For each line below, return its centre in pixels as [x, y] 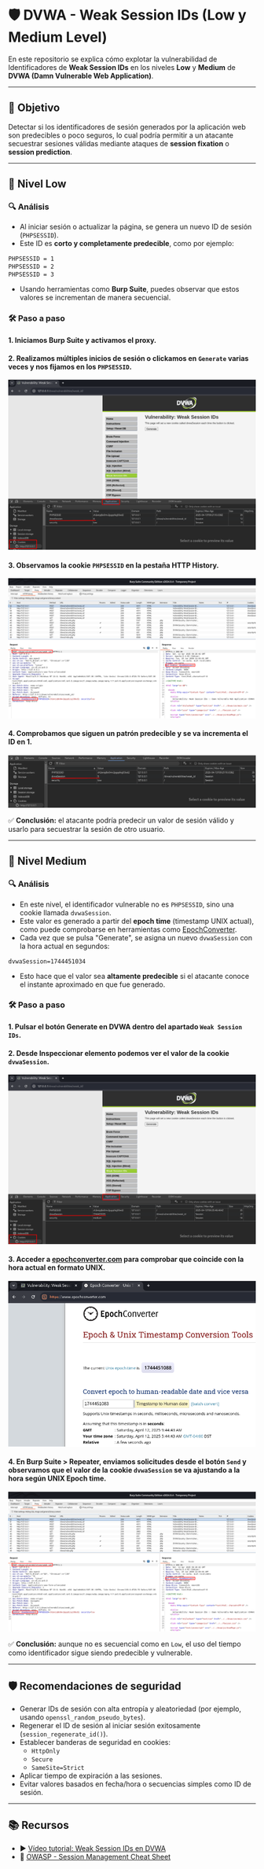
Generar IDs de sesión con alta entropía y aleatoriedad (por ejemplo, [130, 1709]
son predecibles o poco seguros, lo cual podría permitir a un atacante [121, 135]
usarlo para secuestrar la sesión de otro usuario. [86, 829]
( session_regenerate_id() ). [64, 1734]
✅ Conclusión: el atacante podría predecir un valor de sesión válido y [121, 820]
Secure [42, 1760]
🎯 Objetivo [34, 108]
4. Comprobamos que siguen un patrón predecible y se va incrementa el [128, 734]
